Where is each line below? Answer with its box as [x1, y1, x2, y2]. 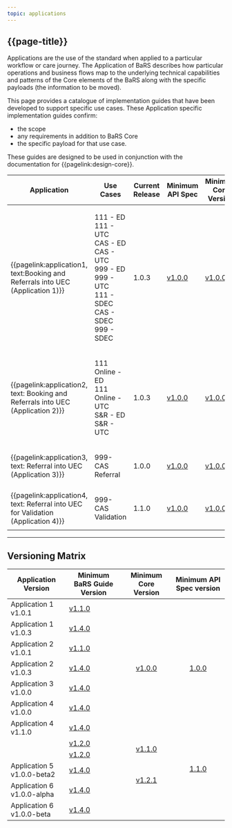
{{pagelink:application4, [10, 491, 88, 500]
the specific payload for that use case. [17, 140, 127, 148]
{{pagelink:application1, [10, 260, 88, 270]
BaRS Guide [73, 579, 114, 589]
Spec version [175, 583, 221, 593]
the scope [17, 125, 46, 133]
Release [133, 189, 160, 199]
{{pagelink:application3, [10, 453, 88, 462]
